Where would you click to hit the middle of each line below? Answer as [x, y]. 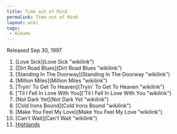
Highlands [27, 125]
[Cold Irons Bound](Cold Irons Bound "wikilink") [73, 106]
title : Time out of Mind [37, 12]
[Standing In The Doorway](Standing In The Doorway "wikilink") [93, 74]
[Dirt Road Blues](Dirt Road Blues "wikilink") [69, 68]
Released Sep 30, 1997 [34, 50]
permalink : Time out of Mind [42, 17]
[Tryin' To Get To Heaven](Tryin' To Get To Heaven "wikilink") [90, 87]
